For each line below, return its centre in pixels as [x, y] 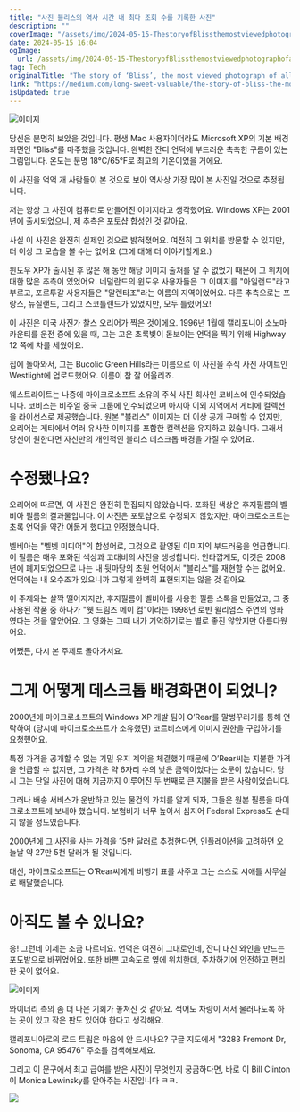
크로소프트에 [31, 811]
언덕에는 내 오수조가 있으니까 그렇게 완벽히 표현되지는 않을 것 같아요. [128, 580]
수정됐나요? [50, 478]
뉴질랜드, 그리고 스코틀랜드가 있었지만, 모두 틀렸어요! [120, 303]
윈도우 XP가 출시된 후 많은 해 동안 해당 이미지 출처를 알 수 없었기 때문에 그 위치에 [150, 270]
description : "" [39, 26]
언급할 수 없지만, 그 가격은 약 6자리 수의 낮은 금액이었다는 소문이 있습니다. [147, 769]
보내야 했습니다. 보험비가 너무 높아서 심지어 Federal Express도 [164, 811]
